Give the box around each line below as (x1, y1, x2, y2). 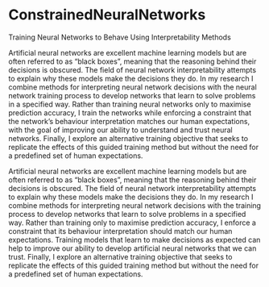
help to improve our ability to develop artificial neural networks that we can (8, 243, 257, 253)
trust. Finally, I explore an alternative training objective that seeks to (8, 252, 233, 261)
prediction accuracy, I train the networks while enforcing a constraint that (8, 107, 252, 118)
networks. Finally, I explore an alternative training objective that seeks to (8, 133, 248, 143)
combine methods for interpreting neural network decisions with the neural (8, 82, 258, 92)
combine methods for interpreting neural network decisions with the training (8, 200, 262, 210)
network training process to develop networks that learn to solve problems (8, 90, 256, 100)
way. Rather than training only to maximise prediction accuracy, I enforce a (8, 218, 256, 227)
